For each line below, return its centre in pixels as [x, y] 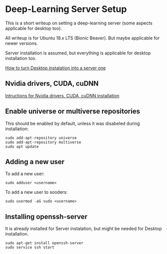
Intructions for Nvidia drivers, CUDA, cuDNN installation [62, 95]
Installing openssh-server [46, 216]
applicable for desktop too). [34, 28]
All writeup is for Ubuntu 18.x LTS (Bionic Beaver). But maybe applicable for [83, 38]
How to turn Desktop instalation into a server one [56, 68]
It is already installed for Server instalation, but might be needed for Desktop [83, 229]
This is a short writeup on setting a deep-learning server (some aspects [79, 23]
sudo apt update [22, 146]
